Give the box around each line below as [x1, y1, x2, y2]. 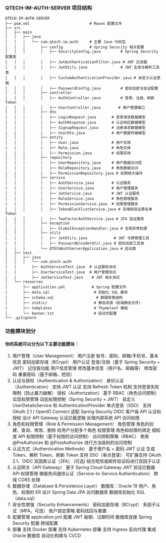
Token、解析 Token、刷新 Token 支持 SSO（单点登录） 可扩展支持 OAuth [12, 452, 162, 458]
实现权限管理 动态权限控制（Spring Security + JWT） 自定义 [12, 396, 135, 402]
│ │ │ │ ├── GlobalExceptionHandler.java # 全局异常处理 [5, 226, 147, 231]
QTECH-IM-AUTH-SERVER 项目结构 [5, 4, 92, 11]
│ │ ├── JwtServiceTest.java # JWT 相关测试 [5, 275, 120, 280]
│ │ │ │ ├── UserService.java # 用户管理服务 [5, 186, 139, 191]
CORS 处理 [18, 477, 41, 483]
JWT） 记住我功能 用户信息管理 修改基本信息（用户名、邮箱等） [12, 365, 143, 371]
